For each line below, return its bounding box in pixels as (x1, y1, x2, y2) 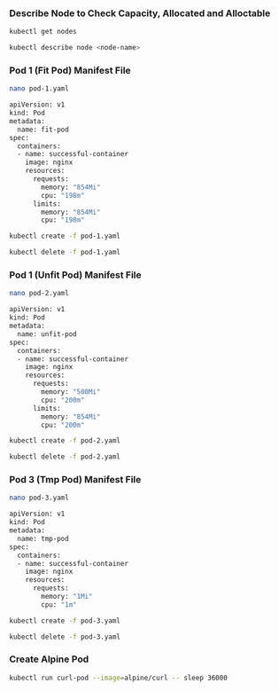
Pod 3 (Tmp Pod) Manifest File (9, 474, 142, 486)
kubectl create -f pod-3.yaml (9, 616, 121, 625)
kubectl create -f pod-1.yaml (9, 232, 121, 241)
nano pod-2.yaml (9, 289, 69, 298)
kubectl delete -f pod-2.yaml (9, 452, 121, 461)
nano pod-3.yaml (9, 493, 69, 503)
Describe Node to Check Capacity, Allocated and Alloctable (9, 7, 271, 20)
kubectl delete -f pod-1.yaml (9, 247, 121, 257)
